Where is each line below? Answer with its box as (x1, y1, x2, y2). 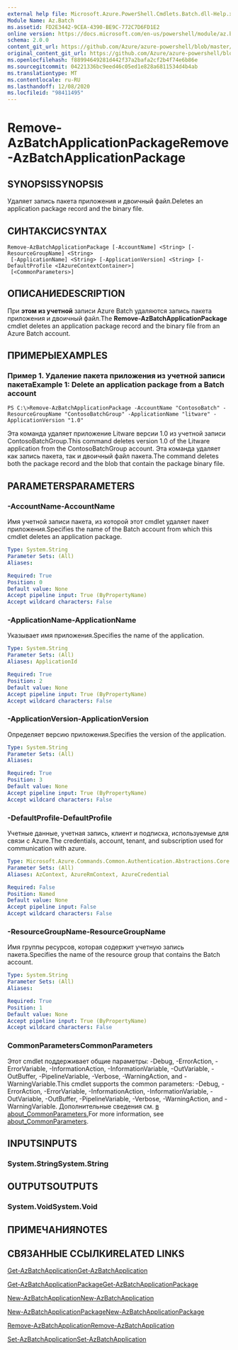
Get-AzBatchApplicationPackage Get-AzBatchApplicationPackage (7, 1280, 198, 1289)
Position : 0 (7, 579, 42, 586)
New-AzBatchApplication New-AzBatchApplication (7, 1294, 154, 1303)
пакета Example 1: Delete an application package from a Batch (7, 380, 225, 390)
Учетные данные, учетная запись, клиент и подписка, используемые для (7, 829, 229, 838)
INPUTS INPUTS (7, 1138, 78, 1150)
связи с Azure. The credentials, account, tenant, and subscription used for (7, 836, 224, 845)
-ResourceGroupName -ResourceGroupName (7, 926, 166, 936)
